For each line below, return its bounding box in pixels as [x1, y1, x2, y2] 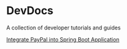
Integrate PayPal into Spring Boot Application [6, 36, 120, 43]
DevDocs [6, 4, 54, 18]
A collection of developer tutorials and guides [6, 24, 121, 31]
